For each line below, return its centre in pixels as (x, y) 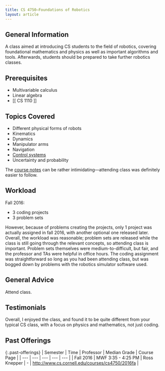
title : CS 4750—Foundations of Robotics (48, 10)
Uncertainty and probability (40, 160)
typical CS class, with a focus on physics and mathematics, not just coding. (82, 325)
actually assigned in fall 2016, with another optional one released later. (77, 233)
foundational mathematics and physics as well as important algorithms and (82, 52)
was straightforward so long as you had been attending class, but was (77, 259)
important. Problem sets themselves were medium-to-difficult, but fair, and (82, 248)
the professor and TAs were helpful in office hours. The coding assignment (82, 253)
